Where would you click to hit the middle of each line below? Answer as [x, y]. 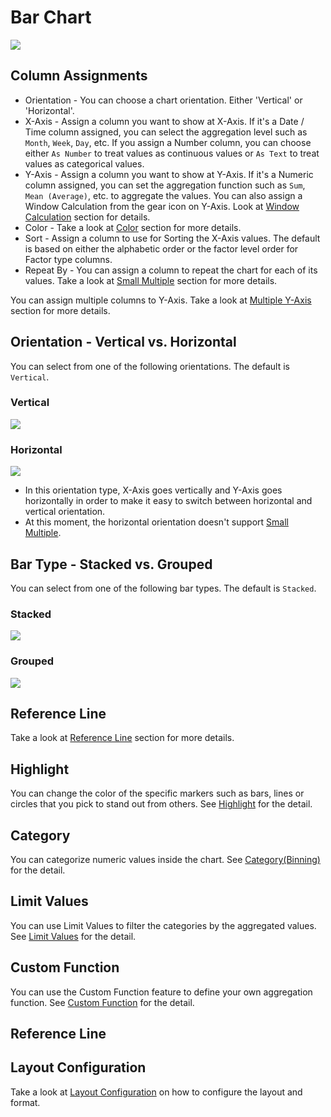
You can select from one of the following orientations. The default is [150, 366]
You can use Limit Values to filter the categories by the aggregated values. [163, 925]
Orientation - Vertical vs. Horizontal [123, 342]
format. [25, 1102]
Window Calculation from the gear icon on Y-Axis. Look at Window [162, 206]
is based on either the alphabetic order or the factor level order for [161, 248]
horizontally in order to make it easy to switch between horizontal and [168, 501]
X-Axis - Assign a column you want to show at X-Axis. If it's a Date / [164, 121]
